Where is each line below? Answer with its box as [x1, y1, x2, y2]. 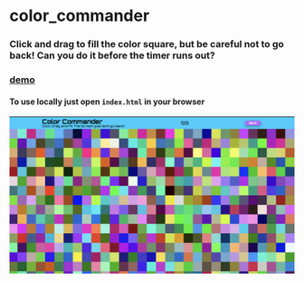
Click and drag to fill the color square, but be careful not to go [9, 38, 285, 51]
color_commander [9, 5, 150, 26]
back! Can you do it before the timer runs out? [9, 49, 215, 62]
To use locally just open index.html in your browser [9, 96, 205, 107]
